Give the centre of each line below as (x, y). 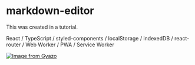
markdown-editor (50, 11)
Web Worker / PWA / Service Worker (70, 45)
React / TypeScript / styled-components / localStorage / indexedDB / (90, 38)
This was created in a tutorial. (42, 27)
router (14, 45)
